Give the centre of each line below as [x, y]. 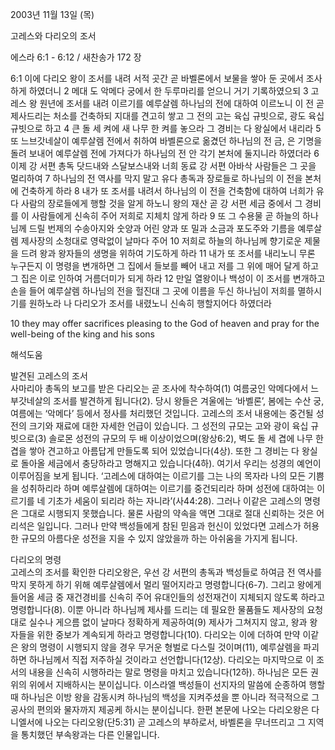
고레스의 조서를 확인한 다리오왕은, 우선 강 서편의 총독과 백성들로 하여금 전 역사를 [166, 572]
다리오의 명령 [36, 559]
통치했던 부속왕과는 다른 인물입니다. [90, 734]
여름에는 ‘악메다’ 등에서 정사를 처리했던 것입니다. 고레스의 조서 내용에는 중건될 [162, 413]
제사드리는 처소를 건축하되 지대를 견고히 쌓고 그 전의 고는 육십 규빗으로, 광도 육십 [167, 116]
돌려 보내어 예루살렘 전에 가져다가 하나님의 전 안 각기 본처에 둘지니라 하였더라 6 [165, 153]
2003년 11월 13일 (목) [52, 14]
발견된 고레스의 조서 [49, 376]
